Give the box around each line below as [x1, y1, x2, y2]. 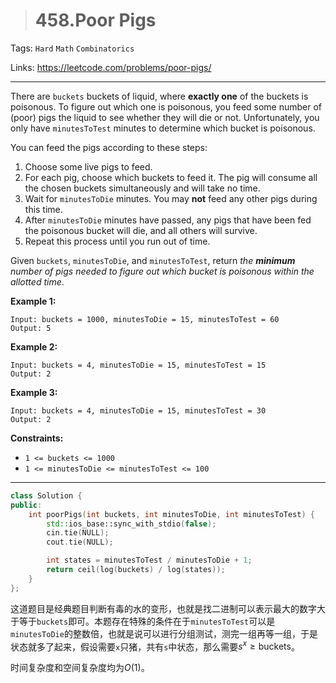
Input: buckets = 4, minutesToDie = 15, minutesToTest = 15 [10, 360, 267, 370]
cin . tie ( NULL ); [46, 528, 110, 538]
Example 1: [10, 295, 57, 307]
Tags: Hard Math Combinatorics [10, 42, 135, 54]
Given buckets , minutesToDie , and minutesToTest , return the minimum [10, 254, 296, 266]
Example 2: [10, 340, 58, 353]
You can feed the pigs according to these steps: [10, 141, 208, 153]
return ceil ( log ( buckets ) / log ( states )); [46, 565, 226, 575]
